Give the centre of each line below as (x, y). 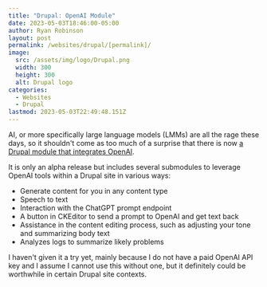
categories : (28, 90)
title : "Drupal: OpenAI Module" (62, 16)
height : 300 (35, 75)
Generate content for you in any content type (94, 191)
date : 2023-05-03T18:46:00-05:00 (64, 23)
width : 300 (33, 68)
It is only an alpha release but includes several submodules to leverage (124, 167)
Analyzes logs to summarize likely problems (92, 242)
